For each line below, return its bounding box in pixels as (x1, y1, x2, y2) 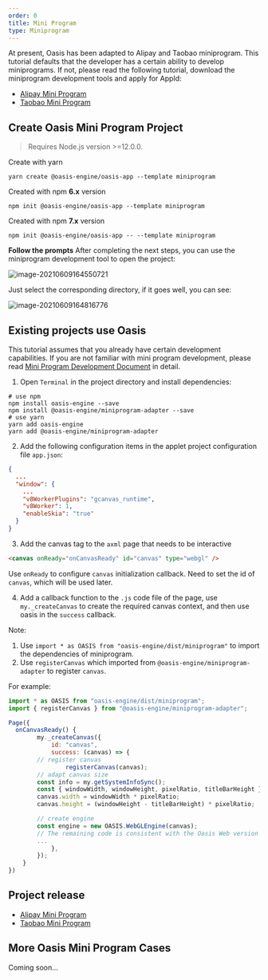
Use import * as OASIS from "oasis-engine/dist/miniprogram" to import (19, 640, 260, 650)
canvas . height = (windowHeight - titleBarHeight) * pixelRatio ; (37, 801, 255, 809)
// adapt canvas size (37, 770, 109, 778)
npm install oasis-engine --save (8, 399, 120, 407)
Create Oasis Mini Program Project (8, 120, 183, 134)
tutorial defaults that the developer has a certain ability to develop (8, 57, 225, 66)
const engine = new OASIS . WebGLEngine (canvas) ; (37, 822, 198, 830)
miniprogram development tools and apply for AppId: (8, 73, 182, 84)
